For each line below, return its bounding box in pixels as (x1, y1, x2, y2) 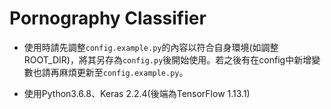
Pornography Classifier (9, 7, 207, 30)
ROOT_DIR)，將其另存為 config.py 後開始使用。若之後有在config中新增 (23, 53, 312, 66)
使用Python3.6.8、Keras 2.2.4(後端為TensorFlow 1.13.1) (23, 87, 251, 99)
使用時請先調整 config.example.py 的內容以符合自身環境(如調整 (23, 41, 279, 53)
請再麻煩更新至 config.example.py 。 (41, 66, 189, 78)
